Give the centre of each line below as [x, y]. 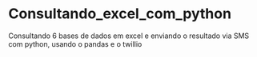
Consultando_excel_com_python [120, 14]
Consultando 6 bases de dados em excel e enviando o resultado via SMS [129, 36]
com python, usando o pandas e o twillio [75, 44]
